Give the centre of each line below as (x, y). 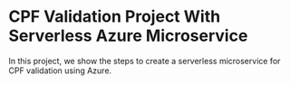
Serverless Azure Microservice (128, 36)
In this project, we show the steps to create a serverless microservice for (145, 61)
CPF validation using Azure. (60, 71)
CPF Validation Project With (115, 17)
